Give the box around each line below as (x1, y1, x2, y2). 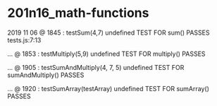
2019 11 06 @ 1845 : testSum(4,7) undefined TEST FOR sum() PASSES (7, 28, 210, 37)
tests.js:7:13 (7, 35, 42, 44)
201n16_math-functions (7, 5, 149, 21)
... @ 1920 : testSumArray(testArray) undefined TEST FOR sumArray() (7, 84, 210, 93)
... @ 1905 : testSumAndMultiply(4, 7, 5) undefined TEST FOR (7, 63, 185, 71)
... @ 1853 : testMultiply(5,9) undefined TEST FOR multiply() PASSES (7, 49, 206, 58)
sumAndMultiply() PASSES (7, 71, 85, 79)
